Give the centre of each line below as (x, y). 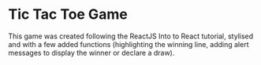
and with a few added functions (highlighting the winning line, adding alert (129, 44)
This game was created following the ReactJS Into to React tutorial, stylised (131, 36)
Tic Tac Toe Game (68, 14)
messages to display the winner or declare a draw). (91, 52)
